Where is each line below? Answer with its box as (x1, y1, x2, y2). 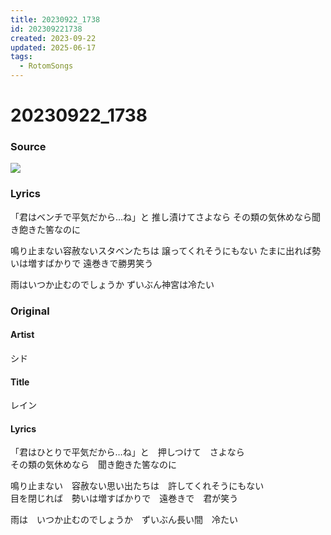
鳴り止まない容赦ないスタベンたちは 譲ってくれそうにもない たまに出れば (10, 244, 313, 256)
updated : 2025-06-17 (10, 42, 97, 53)
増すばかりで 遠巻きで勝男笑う (27, 257, 154, 269)
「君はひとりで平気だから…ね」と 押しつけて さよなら (10, 446, 245, 458)
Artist (10, 329, 35, 341)
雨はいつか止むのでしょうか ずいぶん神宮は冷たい (10, 278, 215, 290)
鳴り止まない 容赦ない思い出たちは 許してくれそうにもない (10, 480, 265, 492)
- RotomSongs (19, 61, 74, 71)
